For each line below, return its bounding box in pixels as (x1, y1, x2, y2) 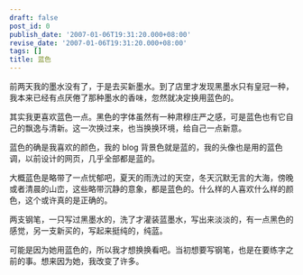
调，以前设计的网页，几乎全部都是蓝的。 (9, 153, 160, 163)
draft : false (9, 13, 59, 23)
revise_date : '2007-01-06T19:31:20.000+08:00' (9, 38, 188, 48)
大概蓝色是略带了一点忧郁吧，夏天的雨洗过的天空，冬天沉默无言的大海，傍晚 (9, 172, 294, 183)
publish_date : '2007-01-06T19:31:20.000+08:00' (9, 30, 192, 39)
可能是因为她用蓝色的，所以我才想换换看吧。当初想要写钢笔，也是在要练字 (9, 244, 286, 255)
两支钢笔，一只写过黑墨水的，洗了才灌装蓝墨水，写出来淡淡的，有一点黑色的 (9, 214, 294, 225)
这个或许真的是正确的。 (24, 195, 113, 206)
